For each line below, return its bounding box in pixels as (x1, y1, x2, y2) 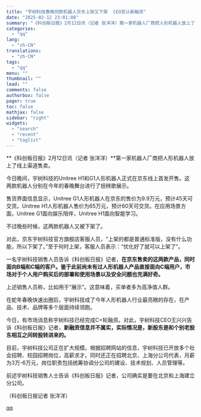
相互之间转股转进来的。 (11, 331, 69, 338)
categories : (6, 25, 36, 32)
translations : (6, 48, 42, 54)
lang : (6, 37, 20, 43)
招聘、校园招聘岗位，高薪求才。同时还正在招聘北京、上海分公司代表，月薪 (11, 352, 195, 359)
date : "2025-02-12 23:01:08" (6, 14, 79, 20)
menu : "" (6, 70, 28, 76)
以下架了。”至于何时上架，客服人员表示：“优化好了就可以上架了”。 (22, 242, 184, 250)
